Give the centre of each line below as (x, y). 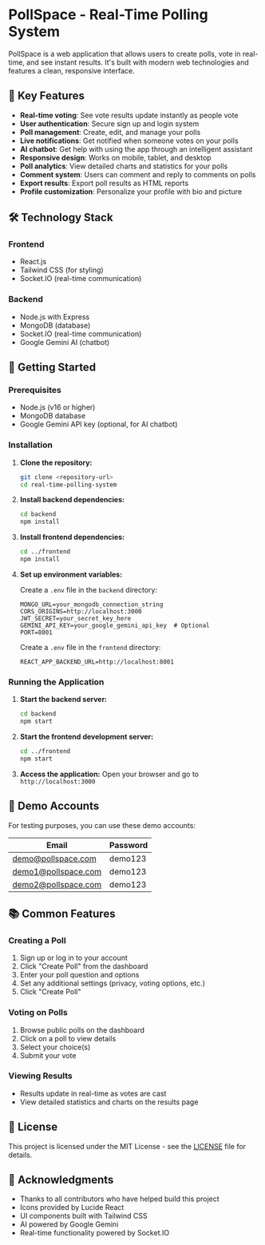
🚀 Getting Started (52, 368)
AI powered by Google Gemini (69, 1224)
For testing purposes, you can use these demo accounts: (102, 825)
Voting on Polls (38, 1013)
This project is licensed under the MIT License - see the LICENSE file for (127, 1146)
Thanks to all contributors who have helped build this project (119, 1199)
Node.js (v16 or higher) (57, 407)
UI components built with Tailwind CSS (83, 1216)
